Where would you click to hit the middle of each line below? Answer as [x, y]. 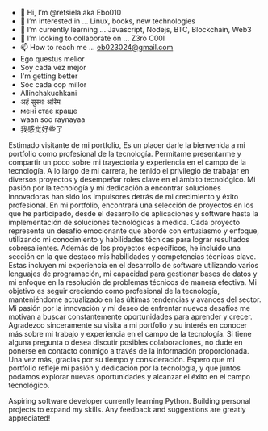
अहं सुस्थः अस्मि [40, 102]
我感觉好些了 [41, 129]
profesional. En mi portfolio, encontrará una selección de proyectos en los [131, 205]
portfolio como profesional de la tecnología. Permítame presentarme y [125, 154]
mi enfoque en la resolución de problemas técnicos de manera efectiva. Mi [132, 282]
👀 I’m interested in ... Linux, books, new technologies [108, 21]
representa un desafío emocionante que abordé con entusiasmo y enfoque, [134, 231]
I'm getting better [49, 76]
